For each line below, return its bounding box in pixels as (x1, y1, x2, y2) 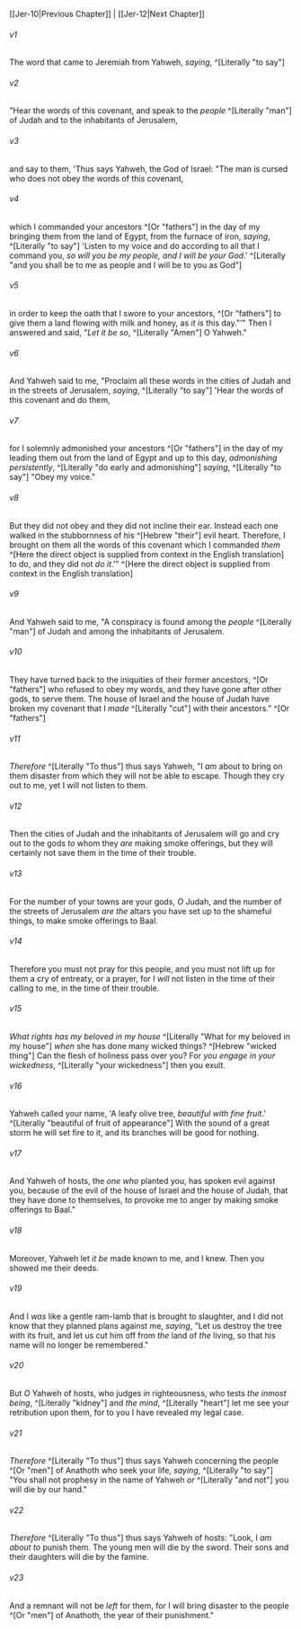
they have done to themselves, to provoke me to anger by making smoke (9, 1195, 279, 1206)
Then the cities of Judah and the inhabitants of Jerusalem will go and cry (9, 828, 280, 840)
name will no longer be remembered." (9, 1340, 149, 1350)
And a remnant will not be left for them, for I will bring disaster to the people (9, 1600, 289, 1611)
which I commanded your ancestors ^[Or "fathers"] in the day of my (9, 221, 261, 232)
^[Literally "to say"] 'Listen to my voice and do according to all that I (9, 240, 260, 251)
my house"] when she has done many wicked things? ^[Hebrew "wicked (9, 1041, 277, 1052)
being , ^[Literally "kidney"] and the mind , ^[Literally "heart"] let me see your (9, 1398, 289, 1409)
